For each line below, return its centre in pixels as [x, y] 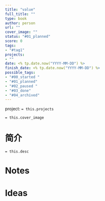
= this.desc [17, 152]
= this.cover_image [25, 118]
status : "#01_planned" [28, 37]
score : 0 [14, 41]
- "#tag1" [15, 50]
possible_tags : [20, 73]
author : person [20, 23]
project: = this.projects [29, 109]
